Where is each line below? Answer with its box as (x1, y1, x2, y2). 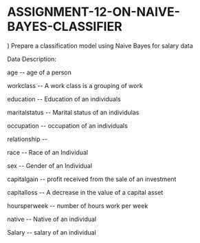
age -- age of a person (7, 68, 72, 76)
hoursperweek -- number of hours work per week (7, 201, 148, 210)
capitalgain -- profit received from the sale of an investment (7, 175, 177, 183)
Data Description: (7, 54, 57, 63)
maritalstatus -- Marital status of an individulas (7, 108, 140, 116)
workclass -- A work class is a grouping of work (7, 81, 143, 89)
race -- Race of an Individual (7, 148, 88, 156)
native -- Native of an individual (7, 215, 97, 223)
